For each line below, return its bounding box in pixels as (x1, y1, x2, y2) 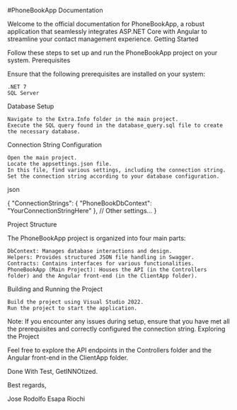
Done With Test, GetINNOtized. (7, 368, 98, 375)
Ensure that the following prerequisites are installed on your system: (7, 70, 205, 78)
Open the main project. (7, 154, 78, 161)
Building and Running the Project (7, 285, 103, 293)
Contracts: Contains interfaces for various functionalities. (7, 260, 195, 267)
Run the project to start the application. (7, 304, 138, 312)
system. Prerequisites (7, 56, 71, 64)
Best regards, (7, 381, 47, 389)
